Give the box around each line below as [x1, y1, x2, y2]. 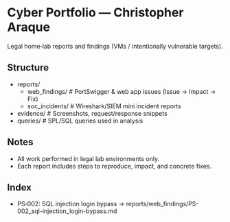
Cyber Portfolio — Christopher [7, 5, 184, 21]
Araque [7, 19, 50, 35]
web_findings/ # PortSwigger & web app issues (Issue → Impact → [27, 87, 216, 95]
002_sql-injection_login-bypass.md [16, 207, 117, 215]
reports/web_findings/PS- [126, 200, 199, 208]
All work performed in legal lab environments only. [16, 154, 160, 162]
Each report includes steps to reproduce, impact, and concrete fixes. [16, 162, 212, 170]
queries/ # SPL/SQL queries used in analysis [16, 116, 143, 125]
